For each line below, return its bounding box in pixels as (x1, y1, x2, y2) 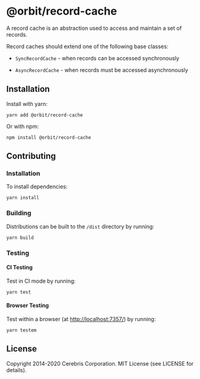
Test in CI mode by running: (6, 277, 76, 285)
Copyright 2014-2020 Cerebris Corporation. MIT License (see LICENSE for (6, 360, 194, 367)
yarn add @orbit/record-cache (6, 112, 84, 118)
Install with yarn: (6, 100, 48, 107)
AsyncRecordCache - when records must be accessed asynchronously (15, 66, 188, 74)
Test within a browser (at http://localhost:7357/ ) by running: (6, 316, 156, 323)
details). (6, 366, 27, 374)
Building (6, 209, 32, 218)
